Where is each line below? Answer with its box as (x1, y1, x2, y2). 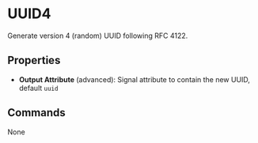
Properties (7, 54, 61, 67)
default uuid (18, 83, 59, 92)
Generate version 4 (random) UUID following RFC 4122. (7, 31, 188, 40)
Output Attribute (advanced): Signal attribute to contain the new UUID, (18, 74, 251, 84)
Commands (7, 106, 66, 119)
